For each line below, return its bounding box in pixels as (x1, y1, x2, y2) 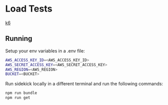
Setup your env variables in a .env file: (5, 47, 85, 54)
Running (5, 34, 33, 43)
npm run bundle (5, 90, 37, 96)
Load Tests (5, 3, 53, 15)
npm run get (5, 95, 30, 100)
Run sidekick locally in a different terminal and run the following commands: (5, 81, 163, 87)
